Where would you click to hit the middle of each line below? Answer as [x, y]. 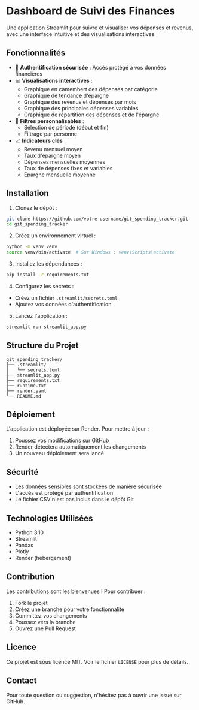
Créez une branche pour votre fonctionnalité [69, 609]
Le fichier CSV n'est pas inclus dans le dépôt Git [74, 500]
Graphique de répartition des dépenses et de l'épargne [91, 115]
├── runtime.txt [26, 386]
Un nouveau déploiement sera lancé [59, 453]
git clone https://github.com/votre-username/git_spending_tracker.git [97, 219]
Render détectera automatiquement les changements [80, 447]
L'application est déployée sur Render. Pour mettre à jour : [78, 429]
